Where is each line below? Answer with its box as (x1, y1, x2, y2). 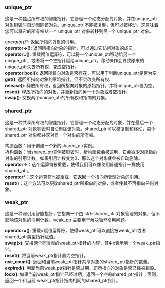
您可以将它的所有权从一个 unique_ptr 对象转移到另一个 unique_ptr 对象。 (5, 28, 154, 34)
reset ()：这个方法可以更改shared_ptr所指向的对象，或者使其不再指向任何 (5, 180, 154, 186)
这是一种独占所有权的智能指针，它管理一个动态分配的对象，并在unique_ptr (5, 16, 158, 22)
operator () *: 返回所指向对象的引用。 (5, 39, 79, 45)
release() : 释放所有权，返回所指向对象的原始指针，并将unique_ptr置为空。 (5, 83, 157, 89)
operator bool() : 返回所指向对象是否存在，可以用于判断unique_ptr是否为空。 (5, 70, 161, 76)
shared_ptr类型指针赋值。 (5, 233, 58, 240)
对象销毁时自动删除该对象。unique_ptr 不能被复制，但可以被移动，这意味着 (5, 22, 159, 28)
